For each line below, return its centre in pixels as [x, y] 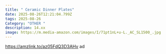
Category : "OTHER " [25, 23]
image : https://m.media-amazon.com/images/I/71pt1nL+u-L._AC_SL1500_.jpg [83, 32]
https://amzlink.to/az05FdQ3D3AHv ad [45, 46]
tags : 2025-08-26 [23, 19]
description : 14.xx [25, 28]
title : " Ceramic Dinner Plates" [40, 10]
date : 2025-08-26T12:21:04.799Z [39, 14]
